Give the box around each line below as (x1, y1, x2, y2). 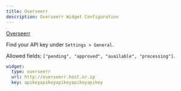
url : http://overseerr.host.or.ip (11, 74, 95, 80)
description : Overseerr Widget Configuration (6, 14, 119, 20)
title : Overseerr (6, 8, 48, 14)
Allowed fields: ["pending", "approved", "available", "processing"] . (6, 52, 175, 59)
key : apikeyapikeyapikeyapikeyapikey (11, 79, 103, 86)
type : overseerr (11, 69, 51, 75)
